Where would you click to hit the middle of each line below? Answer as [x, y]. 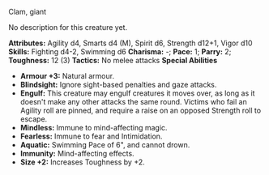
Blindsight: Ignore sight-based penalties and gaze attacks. [118, 85]
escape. [34, 119]
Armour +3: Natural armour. [67, 76]
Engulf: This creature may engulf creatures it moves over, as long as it [137, 93]
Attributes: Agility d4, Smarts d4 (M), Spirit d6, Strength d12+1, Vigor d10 [130, 43]
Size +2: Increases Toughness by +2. [83, 162]
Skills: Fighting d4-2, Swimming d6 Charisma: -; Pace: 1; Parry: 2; [120, 51]
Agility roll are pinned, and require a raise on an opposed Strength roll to [141, 110]
